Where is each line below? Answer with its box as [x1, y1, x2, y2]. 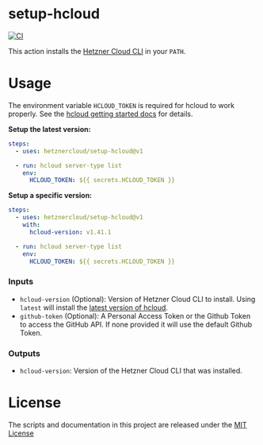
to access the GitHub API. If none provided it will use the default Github [19, 319, 253, 329]
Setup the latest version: [8, 124, 91, 133]
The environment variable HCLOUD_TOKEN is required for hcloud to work [8, 100, 235, 110]
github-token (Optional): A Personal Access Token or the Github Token [19, 311, 251, 320]
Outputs [8, 347, 41, 358]
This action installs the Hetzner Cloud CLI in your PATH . [8, 46, 186, 56]
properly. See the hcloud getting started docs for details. [8, 109, 193, 118]
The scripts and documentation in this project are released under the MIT [8, 420, 247, 429]
